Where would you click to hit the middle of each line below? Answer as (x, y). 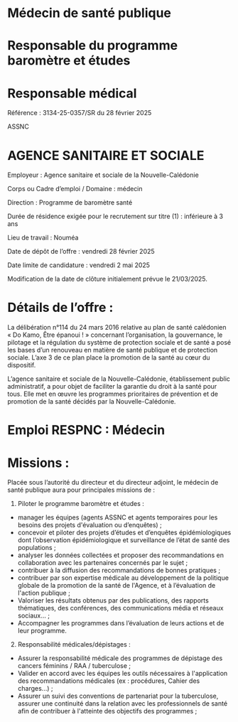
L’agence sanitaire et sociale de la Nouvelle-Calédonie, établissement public (119, 379)
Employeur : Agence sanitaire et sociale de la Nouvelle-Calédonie (103, 175)
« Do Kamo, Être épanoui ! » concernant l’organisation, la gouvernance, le (115, 335)
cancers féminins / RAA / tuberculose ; (74, 666)
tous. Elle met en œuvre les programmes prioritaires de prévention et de (113, 394)
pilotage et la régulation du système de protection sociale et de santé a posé (119, 343)
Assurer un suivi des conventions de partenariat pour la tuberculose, (118, 696)
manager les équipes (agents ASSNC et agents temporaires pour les (118, 517)
